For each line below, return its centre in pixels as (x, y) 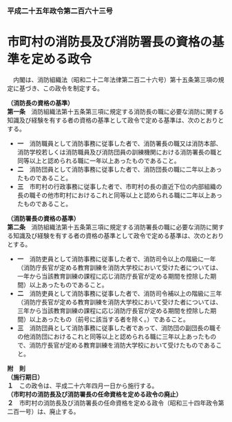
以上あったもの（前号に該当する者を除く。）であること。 (109, 319)
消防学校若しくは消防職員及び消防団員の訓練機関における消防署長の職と (119, 152)
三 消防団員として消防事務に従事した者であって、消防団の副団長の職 (116, 328)
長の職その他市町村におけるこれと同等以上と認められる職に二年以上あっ (119, 195)
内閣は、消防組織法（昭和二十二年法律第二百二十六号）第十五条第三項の (115, 79)
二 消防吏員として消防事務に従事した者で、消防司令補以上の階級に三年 (119, 293)
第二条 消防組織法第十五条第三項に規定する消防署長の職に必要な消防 (107, 227)
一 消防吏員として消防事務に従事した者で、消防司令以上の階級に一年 (116, 259)
